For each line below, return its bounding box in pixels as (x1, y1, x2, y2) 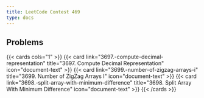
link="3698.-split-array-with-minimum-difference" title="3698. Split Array (6, 79, 192, 86)
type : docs (6, 15, 34, 21)
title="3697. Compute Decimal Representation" (46, 60, 164, 67)
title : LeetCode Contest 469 (6, 9, 80, 15)
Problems (6, 37, 44, 47)
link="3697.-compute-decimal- (85, 53, 164, 61)
